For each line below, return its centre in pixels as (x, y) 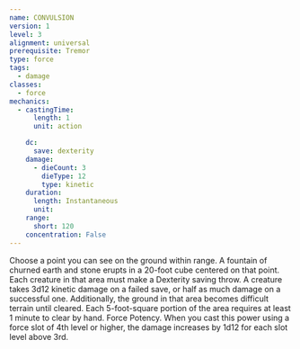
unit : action (57, 127)
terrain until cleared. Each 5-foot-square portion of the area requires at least (150, 308)
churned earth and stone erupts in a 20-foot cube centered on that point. (145, 270)
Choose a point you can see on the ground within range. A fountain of (138, 260)
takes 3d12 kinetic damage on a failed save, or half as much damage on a (145, 289)
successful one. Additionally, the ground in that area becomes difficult (139, 299)
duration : (44, 193)
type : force (31, 59)
